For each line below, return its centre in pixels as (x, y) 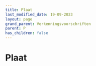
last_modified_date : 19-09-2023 (39, 14)
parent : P (16, 28)
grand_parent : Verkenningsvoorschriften (48, 24)
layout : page (19, 19)
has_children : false (27, 33)
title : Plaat (19, 10)
